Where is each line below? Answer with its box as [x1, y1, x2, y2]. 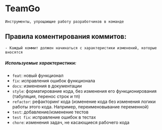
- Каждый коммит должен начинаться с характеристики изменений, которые [5, 45, 157, 51]
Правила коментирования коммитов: [5, 32, 127, 41]
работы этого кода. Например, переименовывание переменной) [12, 104, 149, 109]
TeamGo [5, 3, 40, 14]
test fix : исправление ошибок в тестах [12, 114, 96, 120]
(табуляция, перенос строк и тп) [12, 93, 81, 99]
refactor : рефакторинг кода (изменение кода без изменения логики [12, 99, 156, 104]
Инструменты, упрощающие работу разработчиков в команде [5, 19, 124, 24]
